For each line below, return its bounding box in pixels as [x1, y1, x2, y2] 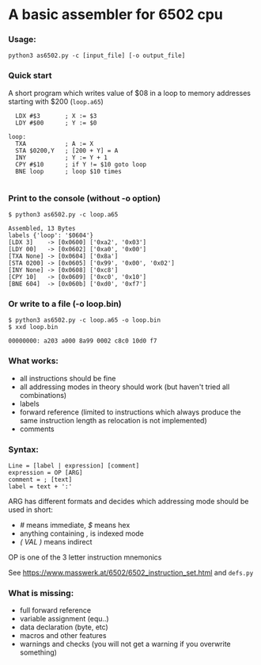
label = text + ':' [8, 482, 73, 491]
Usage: [8, 34, 37, 45]
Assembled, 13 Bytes [8, 224, 77, 233]
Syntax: [8, 444, 40, 455]
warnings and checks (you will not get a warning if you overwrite [19, 640, 231, 649]
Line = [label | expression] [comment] [8, 461, 140, 469]
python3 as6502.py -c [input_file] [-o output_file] [8, 52, 186, 60]
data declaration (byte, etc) [19, 622, 108, 632]
